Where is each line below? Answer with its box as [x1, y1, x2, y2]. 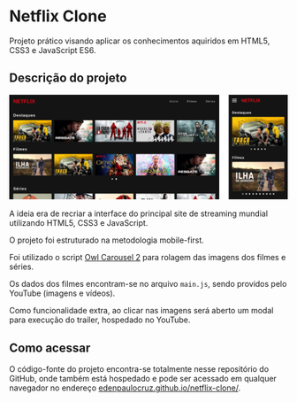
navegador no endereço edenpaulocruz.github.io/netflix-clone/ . [9, 383, 241, 393]
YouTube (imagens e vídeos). [9, 288, 116, 298]
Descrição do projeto [9, 71, 127, 86]
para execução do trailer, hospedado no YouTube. [9, 314, 191, 325]
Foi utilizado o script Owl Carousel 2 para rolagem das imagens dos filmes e [9, 252, 286, 263]
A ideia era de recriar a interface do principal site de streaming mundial [9, 208, 268, 219]
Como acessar [9, 340, 91, 355]
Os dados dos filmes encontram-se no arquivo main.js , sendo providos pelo [9, 279, 287, 290]
